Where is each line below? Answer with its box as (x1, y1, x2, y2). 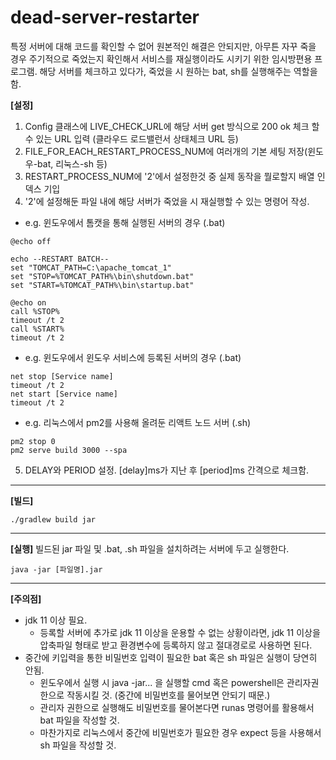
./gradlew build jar (10, 514, 97, 525)
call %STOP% (10, 306, 60, 316)
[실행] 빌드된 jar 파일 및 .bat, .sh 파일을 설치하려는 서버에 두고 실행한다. (10, 542, 290, 555)
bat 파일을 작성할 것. (39, 714, 120, 726)
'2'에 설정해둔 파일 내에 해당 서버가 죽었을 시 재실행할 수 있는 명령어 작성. (24, 195, 310, 207)
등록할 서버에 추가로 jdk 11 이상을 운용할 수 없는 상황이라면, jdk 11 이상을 (39, 626, 321, 638)
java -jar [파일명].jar (10, 564, 103, 575)
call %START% (10, 324, 65, 334)
